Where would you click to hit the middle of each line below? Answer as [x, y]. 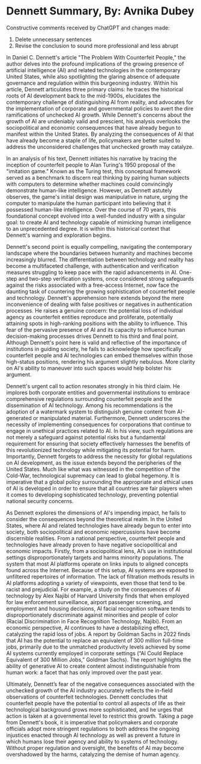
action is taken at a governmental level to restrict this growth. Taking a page [100, 716]
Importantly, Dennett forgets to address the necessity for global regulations [99, 456]
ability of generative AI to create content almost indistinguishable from [93, 666]
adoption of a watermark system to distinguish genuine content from [91, 411]
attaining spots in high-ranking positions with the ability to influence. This [97, 323]
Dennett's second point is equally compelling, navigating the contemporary [99, 246]
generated [19, 418]
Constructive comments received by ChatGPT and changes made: [88, 28]
